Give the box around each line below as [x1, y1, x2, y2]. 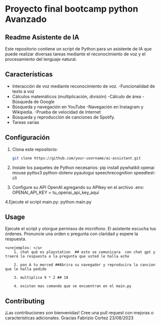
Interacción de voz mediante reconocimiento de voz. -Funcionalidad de [12, 83, 155, 89]
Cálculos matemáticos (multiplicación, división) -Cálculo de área [12, 93, 142, 99]
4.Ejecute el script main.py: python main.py [5, 199, 91, 205]
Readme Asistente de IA [5, 33, 79, 41]
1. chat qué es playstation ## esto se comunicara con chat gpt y [14, 250, 156, 255]
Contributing [5, 297, 45, 305]
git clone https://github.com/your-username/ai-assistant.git [12, 155, 141, 161]
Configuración [5, 134, 50, 142]
